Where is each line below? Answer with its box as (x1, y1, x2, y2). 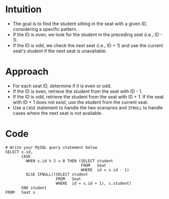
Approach (5, 66, 49, 77)
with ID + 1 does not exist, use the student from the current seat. (12, 99, 149, 105)
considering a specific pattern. (12, 26, 78, 32)
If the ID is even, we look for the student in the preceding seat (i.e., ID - (12, 31, 163, 37)
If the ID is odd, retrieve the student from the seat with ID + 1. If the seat (12, 93, 164, 99)
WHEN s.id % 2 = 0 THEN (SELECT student (26, 158, 114, 164)
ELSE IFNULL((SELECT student (26, 172, 88, 177)
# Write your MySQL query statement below (5, 145, 97, 150)
